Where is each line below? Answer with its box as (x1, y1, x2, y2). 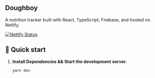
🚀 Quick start (5, 46, 46, 54)
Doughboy (5, 4, 38, 12)
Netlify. (5, 22, 20, 28)
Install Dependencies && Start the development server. (12, 58, 127, 64)
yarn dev (12, 68, 31, 73)
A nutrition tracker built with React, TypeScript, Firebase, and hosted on (5, 17, 151, 22)
